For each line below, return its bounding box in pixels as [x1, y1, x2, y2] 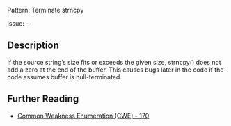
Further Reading [7, 93, 79, 105]
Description [7, 40, 59, 52]
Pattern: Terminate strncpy [7, 6, 84, 14]
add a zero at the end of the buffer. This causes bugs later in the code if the [7, 65, 224, 74]
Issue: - [7, 19, 29, 27]
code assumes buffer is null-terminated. [7, 72, 122, 81]
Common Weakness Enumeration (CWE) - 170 [17, 111, 150, 120]
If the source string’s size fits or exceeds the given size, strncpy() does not [7, 58, 221, 66]
